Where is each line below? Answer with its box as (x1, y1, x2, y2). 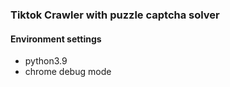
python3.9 (24, 55, 68, 67)
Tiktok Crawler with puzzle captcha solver (10, 8, 220, 22)
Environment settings (10, 33, 102, 45)
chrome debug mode (24, 66, 112, 78)
